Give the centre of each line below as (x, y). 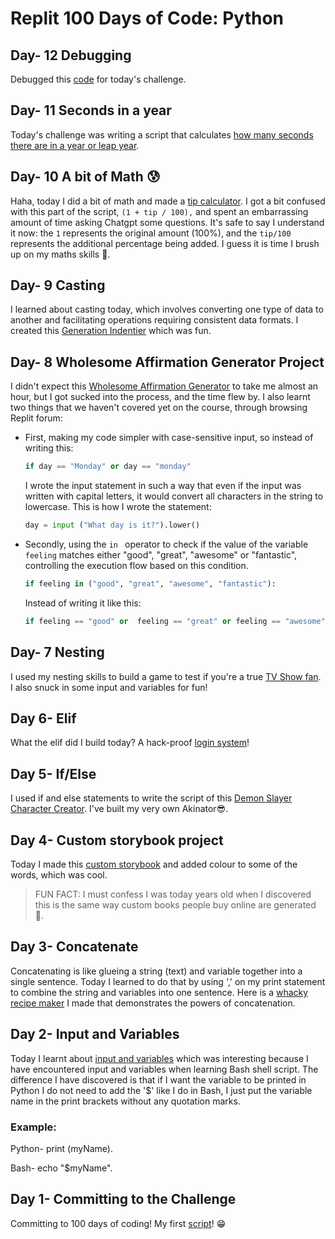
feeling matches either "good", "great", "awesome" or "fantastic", (161, 555)
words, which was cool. (59, 875)
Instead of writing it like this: (83, 603)
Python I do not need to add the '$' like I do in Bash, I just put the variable (161, 1090)
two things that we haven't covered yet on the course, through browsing (159, 408)
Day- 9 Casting (58, 285)
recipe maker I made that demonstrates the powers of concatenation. (153, 1003)
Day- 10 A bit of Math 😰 (85, 177)
